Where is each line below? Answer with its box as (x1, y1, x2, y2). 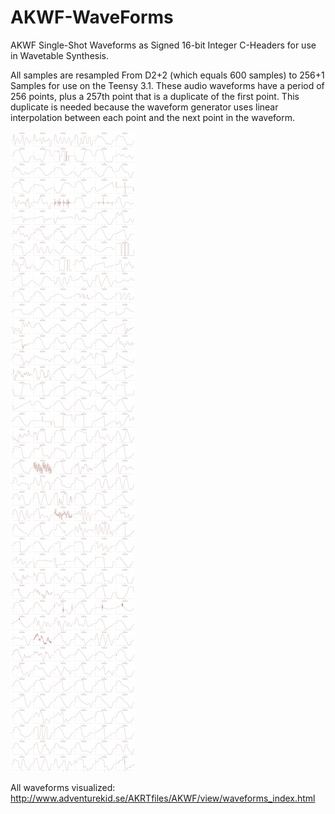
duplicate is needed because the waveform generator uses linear (10, 101, 279, 113)
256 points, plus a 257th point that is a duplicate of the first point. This (10, 90, 300, 102)
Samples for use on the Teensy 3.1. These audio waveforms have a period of (10, 79, 325, 91)
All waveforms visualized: (10, 781, 116, 793)
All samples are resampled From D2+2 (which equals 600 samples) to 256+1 (10, 69, 325, 81)
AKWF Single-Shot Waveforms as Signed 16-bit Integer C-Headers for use (10, 39, 317, 51)
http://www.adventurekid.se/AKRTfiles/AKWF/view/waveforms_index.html (10, 792, 316, 804)
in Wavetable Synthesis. (10, 49, 110, 61)
